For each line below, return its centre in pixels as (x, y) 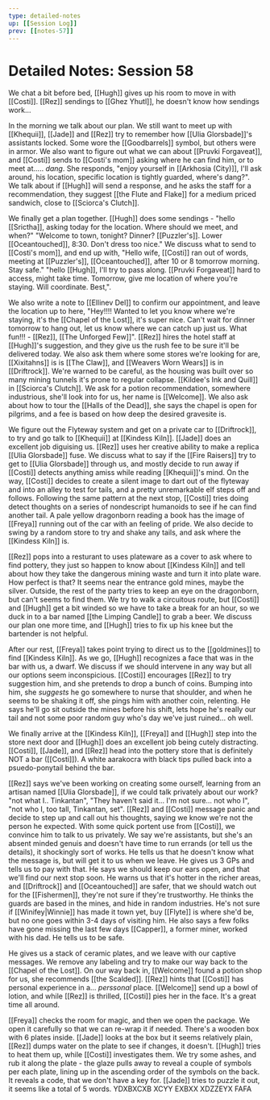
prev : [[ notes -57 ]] (41, 31)
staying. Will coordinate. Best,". (60, 287)
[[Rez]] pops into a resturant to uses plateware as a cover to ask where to (130, 556)
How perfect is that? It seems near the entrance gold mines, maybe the (126, 582)
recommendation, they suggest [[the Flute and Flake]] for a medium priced (132, 194)
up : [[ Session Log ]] (43, 23)
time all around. (34, 1005)
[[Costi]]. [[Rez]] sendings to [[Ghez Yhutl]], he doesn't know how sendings (134, 102)
